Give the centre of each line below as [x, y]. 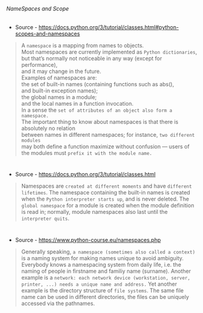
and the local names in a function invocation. [77, 104]
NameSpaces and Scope [38, 9]
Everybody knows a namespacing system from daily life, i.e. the [101, 264]
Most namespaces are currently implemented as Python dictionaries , [109, 52]
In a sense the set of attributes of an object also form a [97, 110]
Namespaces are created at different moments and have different [107, 186]
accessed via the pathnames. [58, 303]
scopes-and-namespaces [47, 34]
